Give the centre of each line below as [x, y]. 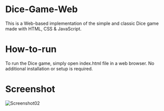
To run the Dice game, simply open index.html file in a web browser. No [80, 63]
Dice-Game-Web [41, 9]
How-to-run [31, 49]
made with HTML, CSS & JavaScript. [43, 28]
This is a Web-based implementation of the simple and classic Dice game [82, 23]
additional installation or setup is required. [49, 68]
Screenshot [30, 89]
